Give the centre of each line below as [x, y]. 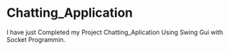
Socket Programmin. [36, 39]
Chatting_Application [70, 13]
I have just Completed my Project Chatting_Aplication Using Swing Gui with [115, 32]
